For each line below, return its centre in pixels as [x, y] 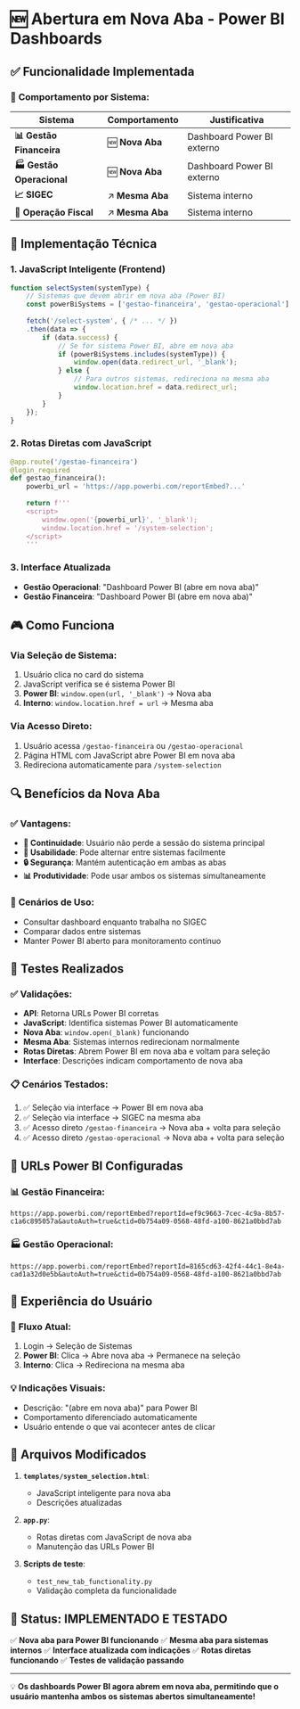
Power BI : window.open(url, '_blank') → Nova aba [117, 694]
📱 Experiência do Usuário [81, 1301]
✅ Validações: [41, 994]
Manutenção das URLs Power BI [95, 1547]
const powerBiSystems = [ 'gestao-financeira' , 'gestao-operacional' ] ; [160, 304]
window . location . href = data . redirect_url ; [156, 388]
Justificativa [237, 119]
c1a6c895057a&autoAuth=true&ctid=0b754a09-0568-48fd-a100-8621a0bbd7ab [146, 1221]
